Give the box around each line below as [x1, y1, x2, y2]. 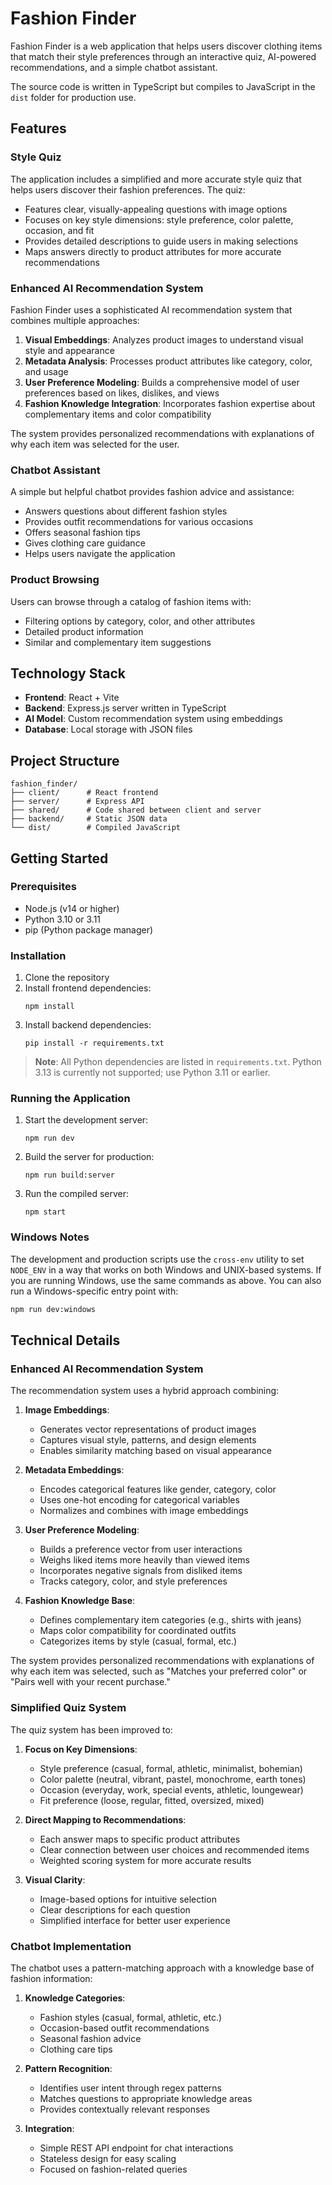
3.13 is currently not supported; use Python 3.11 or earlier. [34, 1067, 271, 1079]
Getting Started [10, 850, 109, 867]
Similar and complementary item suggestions [24, 636, 212, 648]
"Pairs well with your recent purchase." [10, 1676, 171, 1688]
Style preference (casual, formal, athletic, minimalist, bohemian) [39, 1762, 303, 1774]
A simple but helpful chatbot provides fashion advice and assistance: [10, 486, 295, 498]
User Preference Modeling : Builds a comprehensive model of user [24, 376, 300, 388]
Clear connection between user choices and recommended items [39, 1843, 310, 1856]
